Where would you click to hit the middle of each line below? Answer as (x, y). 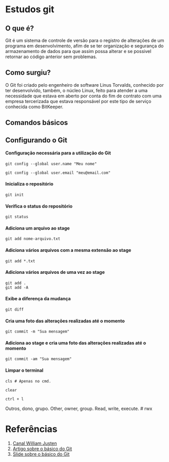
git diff (15, 310)
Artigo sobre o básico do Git (42, 448)
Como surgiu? (28, 73)
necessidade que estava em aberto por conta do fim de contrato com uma (83, 96)
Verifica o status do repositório (39, 206)
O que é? (20, 28)
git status (17, 217)
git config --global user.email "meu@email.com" (58, 173)
